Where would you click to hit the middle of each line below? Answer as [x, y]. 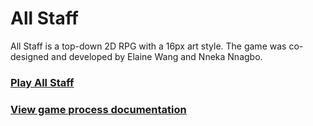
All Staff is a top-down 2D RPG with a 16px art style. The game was [148, 46]
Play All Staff [42, 82]
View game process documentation [98, 109]
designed [30, 56]
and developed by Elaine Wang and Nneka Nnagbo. [157, 56]
